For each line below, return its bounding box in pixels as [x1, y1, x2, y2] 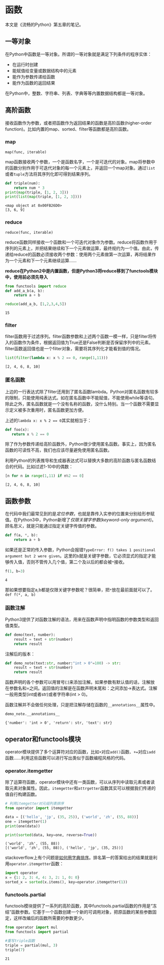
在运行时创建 [12, 62, 38, 67]
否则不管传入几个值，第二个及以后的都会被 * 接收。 [26, 559, 127, 565]
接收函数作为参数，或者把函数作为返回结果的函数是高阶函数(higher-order [5, 120, 152, 126]
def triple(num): [5, 180, 41, 186]
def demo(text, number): [5, 632, 56, 637]
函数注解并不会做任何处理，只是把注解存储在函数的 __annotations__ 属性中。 [5, 702, 158, 708]
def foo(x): [5, 427, 29, 432]
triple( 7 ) [5, 947, 25, 952]
